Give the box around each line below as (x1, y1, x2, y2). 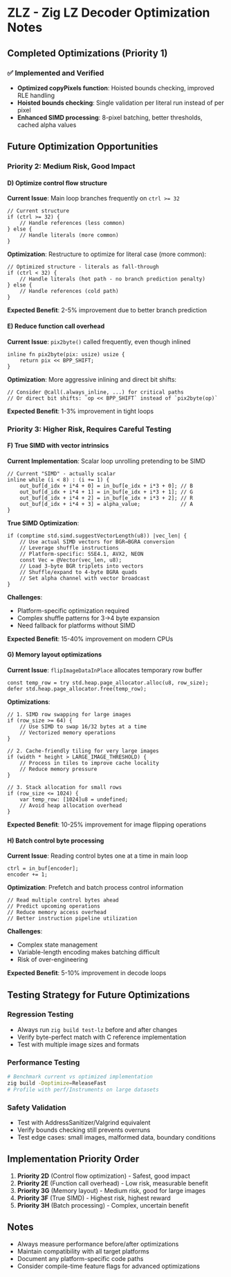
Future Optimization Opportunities (7, 141, 158, 153)
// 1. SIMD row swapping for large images (7, 711, 131, 718)
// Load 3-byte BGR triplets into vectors (19, 562, 144, 570)
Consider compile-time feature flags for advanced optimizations (17, 1262, 201, 1270)
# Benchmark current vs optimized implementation (7, 1074, 154, 1081)
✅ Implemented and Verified (7, 68, 104, 78)
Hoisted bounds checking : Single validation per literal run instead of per (17, 99, 225, 107)
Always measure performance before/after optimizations (17, 1240, 179, 1248)
